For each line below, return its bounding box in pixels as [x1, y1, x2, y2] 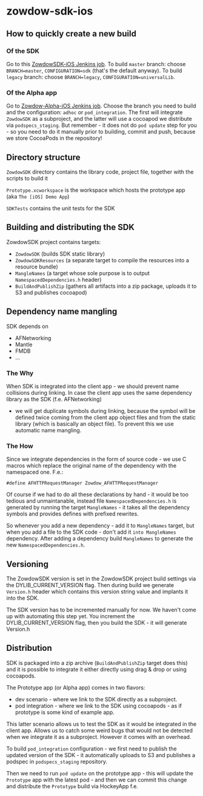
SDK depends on [6, 322, 48, 330]
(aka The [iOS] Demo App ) [6, 192, 70, 200]
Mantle [15, 341, 33, 348]
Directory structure [6, 152, 81, 162]
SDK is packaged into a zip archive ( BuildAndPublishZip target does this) [6, 659, 188, 666]
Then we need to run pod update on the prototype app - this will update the [6, 769, 194, 777]
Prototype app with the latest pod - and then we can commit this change [6, 776, 187, 783]
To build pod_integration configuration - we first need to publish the [6, 745, 177, 752]
